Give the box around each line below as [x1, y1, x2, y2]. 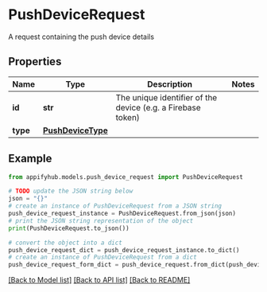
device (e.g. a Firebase [115, 102, 201, 113]
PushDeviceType [42, 125, 109, 136]
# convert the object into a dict [8, 239, 123, 247]
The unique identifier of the [115, 91, 218, 103]
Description [146, 78, 193, 89]
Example [8, 152, 52, 165]
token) [115, 111, 141, 123]
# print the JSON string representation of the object [8, 216, 194, 224]
